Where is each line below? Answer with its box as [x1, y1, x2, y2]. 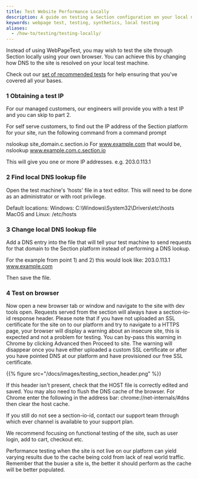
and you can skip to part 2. [6, 112, 71, 119]
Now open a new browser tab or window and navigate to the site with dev [6, 302, 185, 309]
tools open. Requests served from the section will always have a [6, 308, 162, 316]
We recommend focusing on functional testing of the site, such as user [6, 429, 179, 437]
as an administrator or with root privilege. [6, 193, 106, 200]
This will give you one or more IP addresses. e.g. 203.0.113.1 [6, 158, 151, 165]
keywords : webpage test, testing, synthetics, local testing [6, 19, 160, 25]
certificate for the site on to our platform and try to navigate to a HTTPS [6, 321, 180, 328]
